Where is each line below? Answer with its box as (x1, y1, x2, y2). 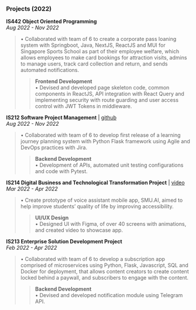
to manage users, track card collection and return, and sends (20, 60, 168, 67)
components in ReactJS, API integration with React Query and (35, 90, 184, 98)
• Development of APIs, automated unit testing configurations (35, 161, 184, 168)
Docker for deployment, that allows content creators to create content (20, 268, 189, 275)
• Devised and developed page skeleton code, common (35, 84, 170, 91)
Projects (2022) (6, 5, 51, 13)
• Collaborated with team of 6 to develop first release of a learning (20, 132, 181, 139)
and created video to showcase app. (35, 227, 123, 234)
